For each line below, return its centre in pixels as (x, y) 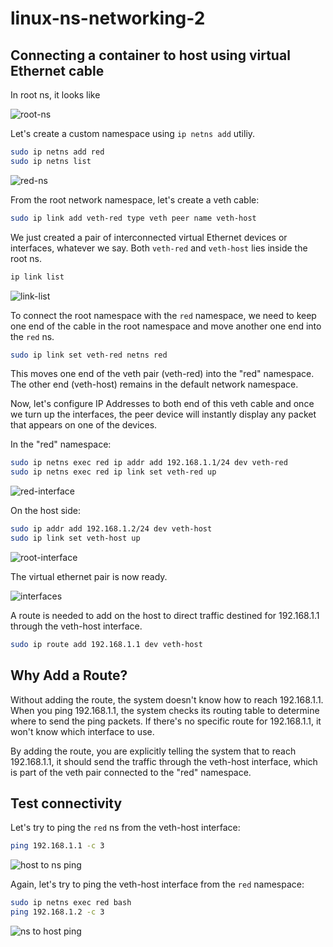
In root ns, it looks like (55, 95)
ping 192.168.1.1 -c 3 (57, 846)
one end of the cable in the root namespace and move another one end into (166, 326)
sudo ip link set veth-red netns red (89, 355)
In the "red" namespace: (61, 444)
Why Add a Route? (69, 675)
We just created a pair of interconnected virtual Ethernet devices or (149, 237)
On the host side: (45, 511)
